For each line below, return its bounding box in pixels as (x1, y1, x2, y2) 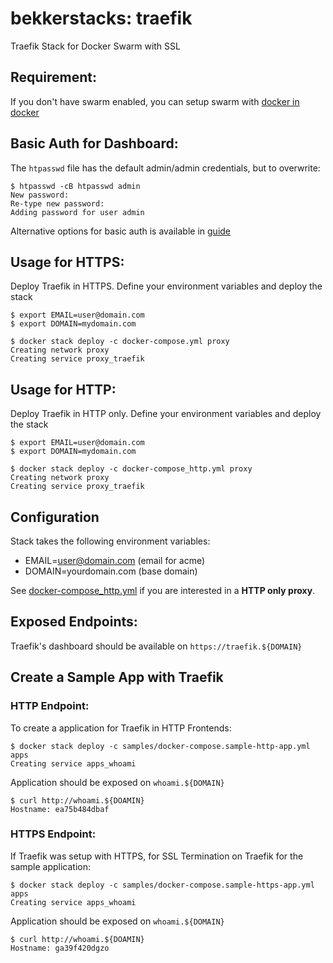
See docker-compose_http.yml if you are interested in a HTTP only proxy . (10, 585, 316, 596)
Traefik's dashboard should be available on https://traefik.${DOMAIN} (10, 640, 303, 652)
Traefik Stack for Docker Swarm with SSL (10, 40, 181, 52)
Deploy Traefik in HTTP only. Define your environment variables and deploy (10, 408, 322, 420)
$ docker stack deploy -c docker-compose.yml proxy (10, 337, 230, 347)
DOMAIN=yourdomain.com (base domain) (24, 565, 198, 577)
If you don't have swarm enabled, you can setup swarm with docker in (10, 95, 300, 107)
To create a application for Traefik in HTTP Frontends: (10, 722, 232, 734)
